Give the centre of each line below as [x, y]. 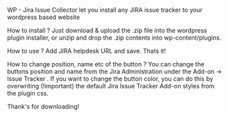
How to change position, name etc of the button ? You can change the [106, 64]
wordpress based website [43, 17]
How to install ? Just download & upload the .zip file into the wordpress [107, 30]
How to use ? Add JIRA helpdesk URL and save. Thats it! [87, 51]
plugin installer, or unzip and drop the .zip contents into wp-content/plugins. [114, 38]
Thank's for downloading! [43, 106]
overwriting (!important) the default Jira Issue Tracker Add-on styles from [111, 86]
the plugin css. [28, 93]
